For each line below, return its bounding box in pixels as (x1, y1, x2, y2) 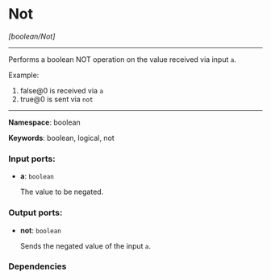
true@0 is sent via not (19, 94, 94, 104)
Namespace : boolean (8, 117, 81, 127)
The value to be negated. (19, 187, 104, 197)
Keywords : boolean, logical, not (8, 133, 115, 142)
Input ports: (8, 153, 56, 164)
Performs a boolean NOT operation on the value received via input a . (8, 54, 236, 64)
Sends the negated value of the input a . (19, 241, 152, 250)
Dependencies (8, 261, 67, 272)
